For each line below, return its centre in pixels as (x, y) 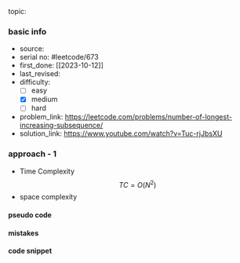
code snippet (30, 251)
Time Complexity (47, 171)
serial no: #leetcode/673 (59, 57)
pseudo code (30, 215)
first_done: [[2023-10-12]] (61, 65)
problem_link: (41, 117)
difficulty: (35, 82)
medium (44, 99)
